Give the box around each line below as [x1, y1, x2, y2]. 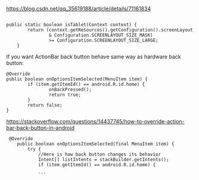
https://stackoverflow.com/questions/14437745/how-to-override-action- [6, 118, 185, 125]
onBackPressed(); [48, 86, 92, 92]
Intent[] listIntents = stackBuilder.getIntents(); [38, 157, 169, 163]
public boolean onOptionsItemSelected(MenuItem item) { [6, 76, 148, 82]
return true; [48, 92, 82, 98]
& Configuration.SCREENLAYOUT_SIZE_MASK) [48, 32, 153, 38]
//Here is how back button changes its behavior [38, 151, 161, 157]
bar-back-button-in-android [6, 125, 74, 131]
